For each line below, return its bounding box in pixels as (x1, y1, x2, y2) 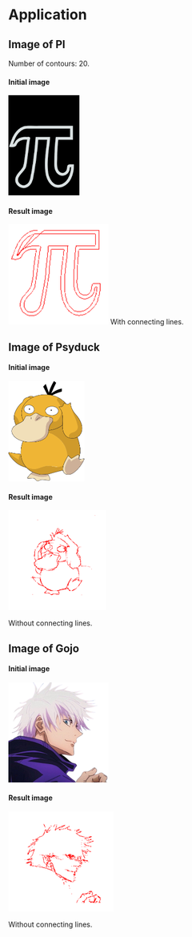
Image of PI (8, 38, 66, 51)
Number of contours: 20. (8, 58, 90, 68)
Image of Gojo (8, 641, 80, 655)
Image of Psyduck (8, 340, 100, 354)
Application (8, 6, 87, 24)
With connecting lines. (110, 317, 184, 327)
